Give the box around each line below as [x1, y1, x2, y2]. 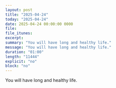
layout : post [5, 7, 33, 13]
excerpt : [5, 36, 24, 41]
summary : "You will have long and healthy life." [5, 40, 112, 45]
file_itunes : [5, 31, 33, 36]
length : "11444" [5, 54, 39, 59]
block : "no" [5, 63, 30, 68]
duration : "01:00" [5, 49, 44, 54]
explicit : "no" [5, 59, 37, 64]
